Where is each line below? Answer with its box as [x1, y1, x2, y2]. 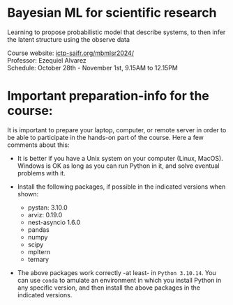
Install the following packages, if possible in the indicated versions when [17, 182, 226, 191]
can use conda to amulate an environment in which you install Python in [17, 276, 222, 284]
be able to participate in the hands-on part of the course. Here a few [7, 133, 204, 141]
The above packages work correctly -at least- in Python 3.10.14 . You [17, 268, 216, 276]
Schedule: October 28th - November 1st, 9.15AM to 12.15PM [7, 63, 178, 72]
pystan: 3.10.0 [27, 203, 68, 212]
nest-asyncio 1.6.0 [27, 218, 81, 226]
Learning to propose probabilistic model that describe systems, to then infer [7, 28, 226, 36]
